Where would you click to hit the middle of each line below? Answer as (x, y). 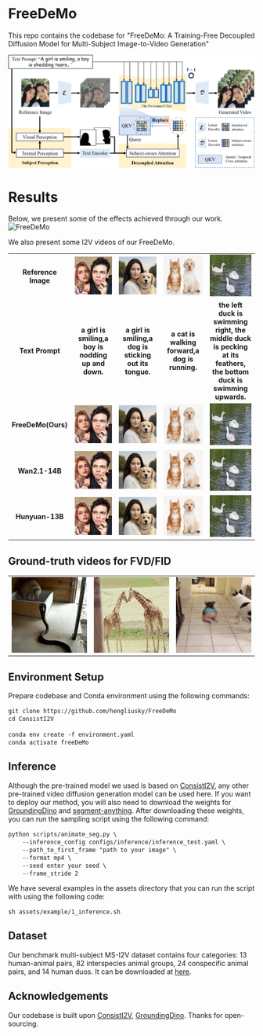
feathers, (231, 363)
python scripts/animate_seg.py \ (63, 834)
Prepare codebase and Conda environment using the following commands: (129, 696)
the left (231, 305)
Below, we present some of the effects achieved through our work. (115, 219)
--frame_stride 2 (50, 873)
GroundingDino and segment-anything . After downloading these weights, (126, 811)
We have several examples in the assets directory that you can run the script (131, 888)
